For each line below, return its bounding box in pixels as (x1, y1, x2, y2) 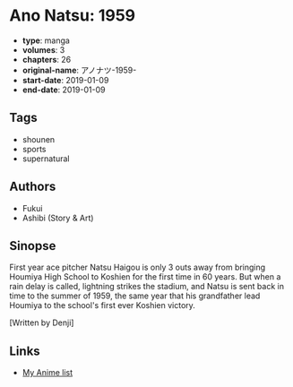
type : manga (22, 35, 70, 46)
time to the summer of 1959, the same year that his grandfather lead (9, 290, 261, 301)
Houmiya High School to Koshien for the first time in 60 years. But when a (9, 271, 281, 282)
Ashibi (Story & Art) (22, 212, 94, 223)
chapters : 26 (22, 54, 72, 64)
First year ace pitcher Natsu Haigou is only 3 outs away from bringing (9, 262, 266, 273)
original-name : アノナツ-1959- (22, 64, 137, 75)
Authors (9, 179, 56, 194)
